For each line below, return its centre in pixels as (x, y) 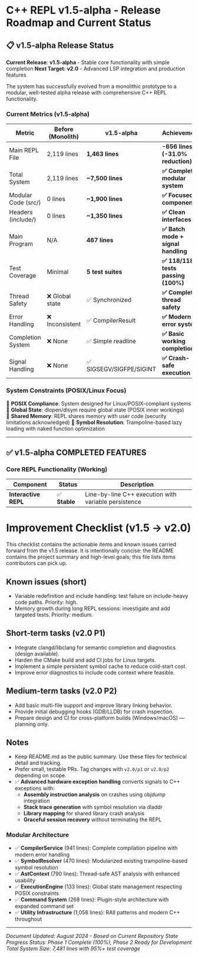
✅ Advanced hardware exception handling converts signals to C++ (98, 782)
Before (64, 129)
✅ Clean (174, 212)
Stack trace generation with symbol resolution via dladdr (93, 807)
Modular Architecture (38, 835)
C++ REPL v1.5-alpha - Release (83, 10)
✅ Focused (177, 195)
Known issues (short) (47, 582)
